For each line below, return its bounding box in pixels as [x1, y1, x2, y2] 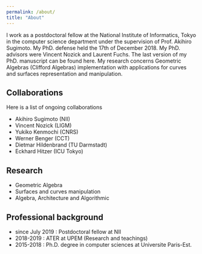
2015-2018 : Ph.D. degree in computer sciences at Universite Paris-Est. [15, 241, 192, 248]
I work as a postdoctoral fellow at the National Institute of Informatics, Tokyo [6, 31, 197, 38]
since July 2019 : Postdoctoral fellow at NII [15, 228, 122, 235]
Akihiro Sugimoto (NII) [15, 115, 71, 123]
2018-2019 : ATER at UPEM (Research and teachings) [15, 235, 148, 242]
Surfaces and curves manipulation [15, 188, 101, 195]
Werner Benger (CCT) [15, 135, 70, 142]
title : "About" [6, 15, 45, 21]
